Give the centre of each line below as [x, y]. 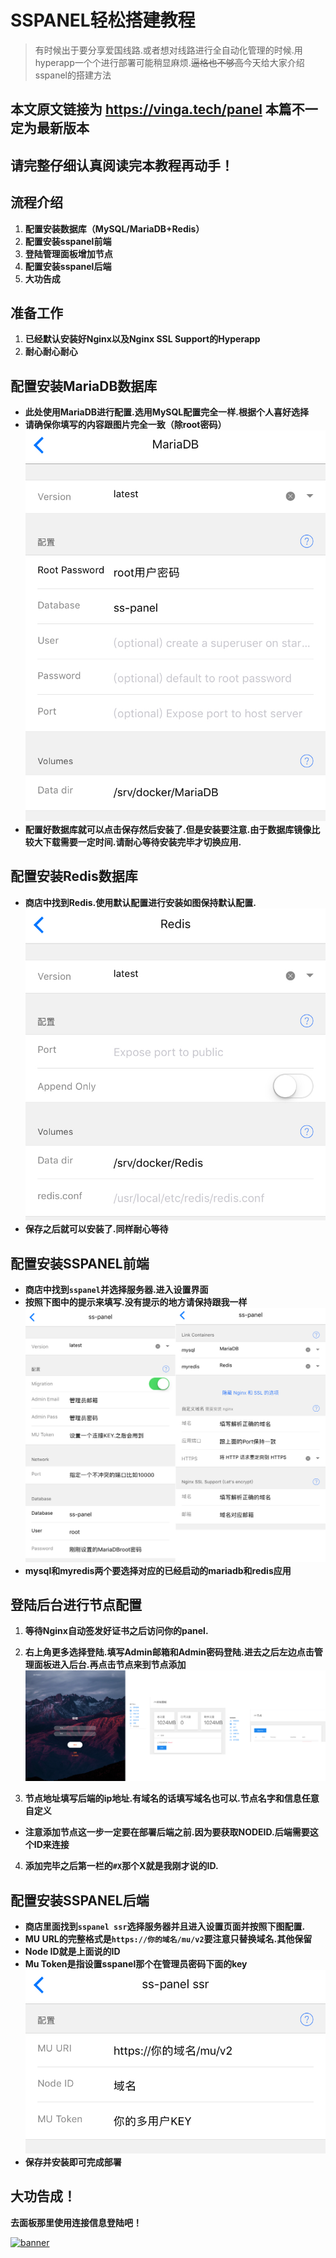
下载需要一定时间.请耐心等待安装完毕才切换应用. [142, 842]
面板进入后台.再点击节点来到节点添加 [110, 1665]
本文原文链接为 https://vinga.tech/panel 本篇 [151, 109]
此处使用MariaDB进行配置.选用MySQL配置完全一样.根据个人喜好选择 [166, 412]
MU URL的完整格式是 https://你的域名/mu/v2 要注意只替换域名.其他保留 [168, 1939]
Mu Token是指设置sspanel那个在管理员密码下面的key [136, 1964]
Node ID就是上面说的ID [72, 1952]
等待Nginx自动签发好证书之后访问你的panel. [116, 1631]
